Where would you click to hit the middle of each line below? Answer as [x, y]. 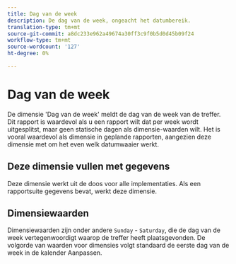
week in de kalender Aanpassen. [55, 253]
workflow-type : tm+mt [39, 40]
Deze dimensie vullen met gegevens [89, 167]
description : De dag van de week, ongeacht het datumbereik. [99, 21]
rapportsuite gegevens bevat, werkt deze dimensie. [82, 191]
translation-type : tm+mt [44, 27]
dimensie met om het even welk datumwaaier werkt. [83, 144]
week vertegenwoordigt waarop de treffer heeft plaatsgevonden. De [106, 238]
